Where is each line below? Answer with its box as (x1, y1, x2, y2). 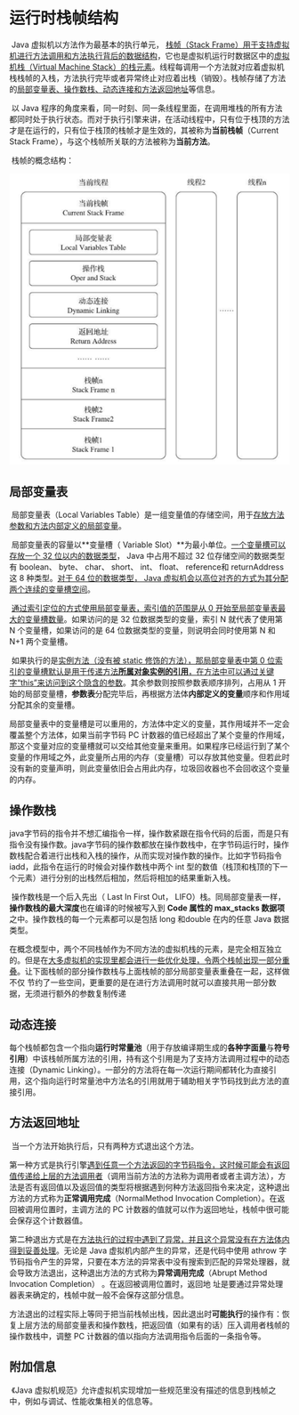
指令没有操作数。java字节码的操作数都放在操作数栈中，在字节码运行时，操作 (9, 839, 289, 850)
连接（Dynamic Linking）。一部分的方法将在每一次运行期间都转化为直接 (9, 1064, 270, 1075)
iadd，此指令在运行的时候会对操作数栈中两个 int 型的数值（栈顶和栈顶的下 (9, 861, 280, 872)
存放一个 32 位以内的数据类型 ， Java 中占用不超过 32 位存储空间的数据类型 (9, 551, 286, 562)
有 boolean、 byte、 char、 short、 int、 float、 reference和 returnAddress (9, 562, 285, 572)
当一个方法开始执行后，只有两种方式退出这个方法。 (11, 1140, 198, 1151)
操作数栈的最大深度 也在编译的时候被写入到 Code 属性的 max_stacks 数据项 (9, 902, 286, 913)
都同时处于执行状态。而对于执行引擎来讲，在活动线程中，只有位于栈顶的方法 (9, 113, 290, 125)
